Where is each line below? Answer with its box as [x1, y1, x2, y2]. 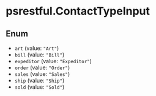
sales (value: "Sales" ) [14, 70, 70, 77]
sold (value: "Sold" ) [14, 83, 65, 91]
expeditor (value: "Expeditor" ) [14, 58, 92, 64]
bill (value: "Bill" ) [14, 51, 65, 58]
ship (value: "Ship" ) [14, 77, 65, 84]
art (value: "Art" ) [14, 44, 59, 52]
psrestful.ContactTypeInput [6, 4, 150, 18]
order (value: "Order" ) [14, 64, 70, 71]
